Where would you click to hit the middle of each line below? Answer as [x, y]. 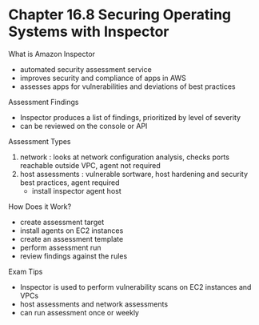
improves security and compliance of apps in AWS [103, 78]
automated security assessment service [86, 69]
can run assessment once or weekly [80, 312]
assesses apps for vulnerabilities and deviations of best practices [128, 86]
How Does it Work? [40, 207]
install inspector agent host [76, 191]
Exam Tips [26, 271]
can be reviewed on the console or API [84, 126]
